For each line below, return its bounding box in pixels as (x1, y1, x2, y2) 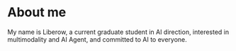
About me (7, 4, 67, 21)
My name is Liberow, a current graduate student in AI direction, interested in (7, 28, 230, 36)
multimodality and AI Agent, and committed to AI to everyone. (7, 35, 188, 43)
